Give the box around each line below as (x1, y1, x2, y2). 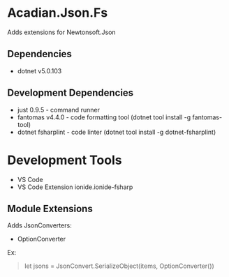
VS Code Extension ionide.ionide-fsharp (17, 183, 133, 191)
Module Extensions (7, 202, 93, 214)
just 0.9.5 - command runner (17, 105, 100, 114)
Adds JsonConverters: (7, 221, 72, 230)
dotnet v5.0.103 (17, 66, 62, 75)
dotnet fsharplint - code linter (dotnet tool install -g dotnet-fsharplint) (17, 128, 216, 136)
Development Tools (7, 152, 122, 168)
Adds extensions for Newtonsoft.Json (7, 28, 117, 36)
